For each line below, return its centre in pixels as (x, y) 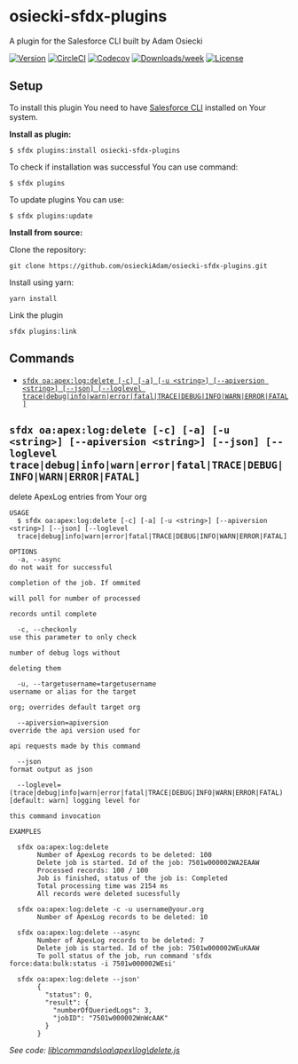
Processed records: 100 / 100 (93, 871)
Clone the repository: (48, 250)
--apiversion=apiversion (63, 723)
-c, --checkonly (47, 630)
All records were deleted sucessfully (108, 894)
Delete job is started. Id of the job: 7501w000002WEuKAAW (148, 949)
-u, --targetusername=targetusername (87, 684)
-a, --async (39, 560)
